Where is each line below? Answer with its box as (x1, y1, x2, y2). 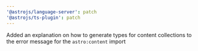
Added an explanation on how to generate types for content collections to (6, 31, 192, 38)
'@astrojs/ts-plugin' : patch (6, 15, 81, 21)
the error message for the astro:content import (6, 38, 127, 45)
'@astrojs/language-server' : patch (6, 8, 97, 15)
